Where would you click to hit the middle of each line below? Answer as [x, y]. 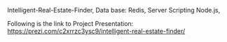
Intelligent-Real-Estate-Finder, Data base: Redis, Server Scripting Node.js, [114, 10]
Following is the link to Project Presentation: [70, 23]
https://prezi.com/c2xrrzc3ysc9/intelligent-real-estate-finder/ [96, 31]
